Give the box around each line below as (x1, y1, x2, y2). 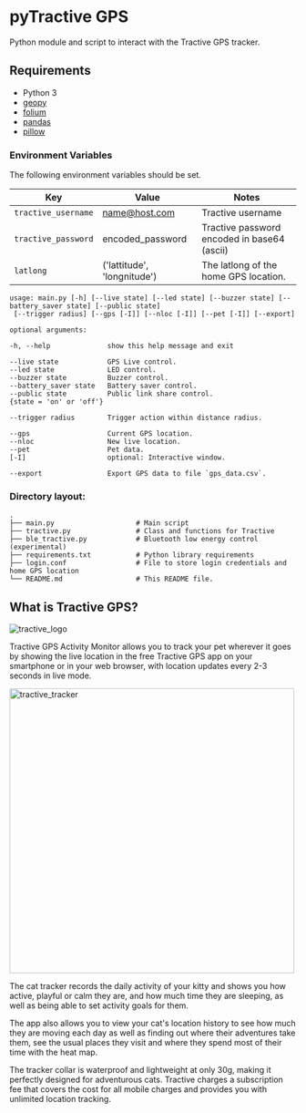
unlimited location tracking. (9, 1094, 112, 1105)
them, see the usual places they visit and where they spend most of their (9, 1037, 282, 1048)
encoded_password (102, 232, 188, 245)
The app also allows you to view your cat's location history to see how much (9, 1018, 296, 1029)
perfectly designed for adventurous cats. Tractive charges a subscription (9, 1074, 284, 1086)
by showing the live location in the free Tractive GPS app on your (9, 651, 253, 662)
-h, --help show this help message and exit (9, 342, 234, 351)
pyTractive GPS (9, 6, 129, 27)
